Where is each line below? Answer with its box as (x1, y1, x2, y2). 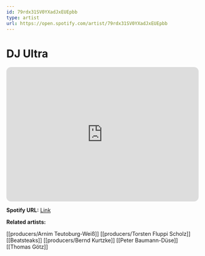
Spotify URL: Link (6, 207, 51, 214)
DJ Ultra (6, 46, 49, 60)
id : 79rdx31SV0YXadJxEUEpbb (6, 9, 78, 15)
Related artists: (6, 218, 46, 226)
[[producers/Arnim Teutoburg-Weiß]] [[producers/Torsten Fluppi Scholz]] (6, 230, 191, 238)
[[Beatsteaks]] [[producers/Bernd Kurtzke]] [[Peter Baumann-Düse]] (6, 236, 178, 244)
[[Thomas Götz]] (6, 243, 48, 251)
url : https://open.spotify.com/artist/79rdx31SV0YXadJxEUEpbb (6, 20, 168, 26)
